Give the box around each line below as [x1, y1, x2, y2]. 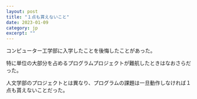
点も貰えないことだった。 [6, 87, 68, 94]
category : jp [6, 25, 38, 31]
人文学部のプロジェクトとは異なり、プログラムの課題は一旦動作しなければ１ [6, 80, 192, 87]
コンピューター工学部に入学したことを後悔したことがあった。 [6, 47, 156, 54]
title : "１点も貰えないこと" [6, 14, 69, 20]
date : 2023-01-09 [6, 19, 49, 25]
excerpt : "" [6, 30, 35, 36]
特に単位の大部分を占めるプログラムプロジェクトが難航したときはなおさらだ [6, 60, 191, 67]
